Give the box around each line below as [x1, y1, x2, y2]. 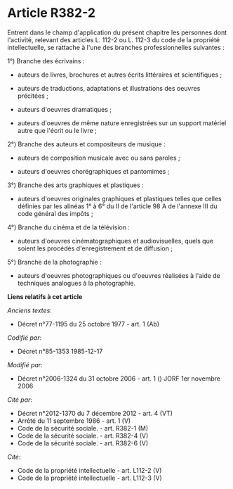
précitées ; [17, 91, 49, 100]
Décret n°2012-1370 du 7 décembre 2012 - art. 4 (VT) [17, 409, 173, 417]
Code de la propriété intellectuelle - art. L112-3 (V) [17, 474, 163, 482]
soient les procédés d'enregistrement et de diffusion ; [17, 244, 173, 253]
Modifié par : [7, 360, 44, 369]
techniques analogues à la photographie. [17, 279, 136, 287]
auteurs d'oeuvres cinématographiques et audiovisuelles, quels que [17, 236, 214, 245]
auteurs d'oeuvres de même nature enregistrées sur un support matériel [17, 118, 227, 127]
